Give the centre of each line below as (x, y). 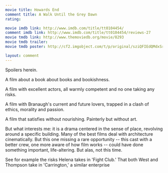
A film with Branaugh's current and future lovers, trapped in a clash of (77, 104)
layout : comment (22, 55)
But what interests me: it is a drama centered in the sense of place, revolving (84, 129)
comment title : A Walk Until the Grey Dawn (51, 14)
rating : (13, 19)
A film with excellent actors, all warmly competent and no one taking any (80, 89)
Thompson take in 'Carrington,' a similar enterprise (57, 165)
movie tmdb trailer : (27, 42)
